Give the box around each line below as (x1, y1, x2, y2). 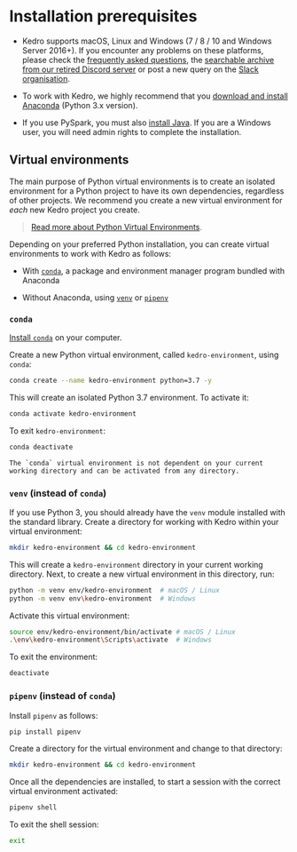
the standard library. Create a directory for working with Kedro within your (9, 516, 279, 527)
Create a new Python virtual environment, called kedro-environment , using (9, 349, 279, 361)
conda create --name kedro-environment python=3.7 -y (9, 376, 213, 386)
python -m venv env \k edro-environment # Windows (9, 593, 197, 603)
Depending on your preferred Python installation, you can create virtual (9, 238, 270, 250)
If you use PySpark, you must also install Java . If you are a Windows (21, 117, 272, 128)
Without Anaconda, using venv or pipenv (21, 291, 168, 303)
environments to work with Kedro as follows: (9, 248, 171, 259)
